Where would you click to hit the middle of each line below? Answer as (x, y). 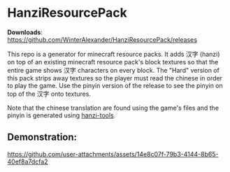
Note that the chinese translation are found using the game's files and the (113, 108)
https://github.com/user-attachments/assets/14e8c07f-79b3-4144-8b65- (113, 154)
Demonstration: (42, 137)
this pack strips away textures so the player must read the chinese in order (115, 78)
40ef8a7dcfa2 (28, 162)
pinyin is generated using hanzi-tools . (62, 115)
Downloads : (25, 32)
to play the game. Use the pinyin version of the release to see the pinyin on (115, 85)
